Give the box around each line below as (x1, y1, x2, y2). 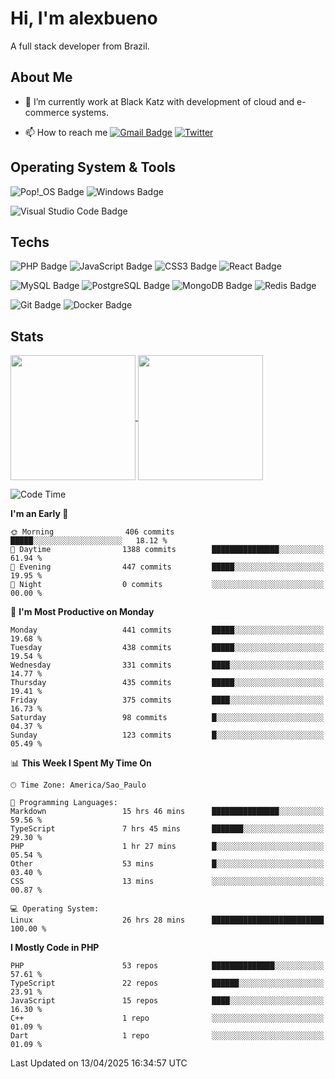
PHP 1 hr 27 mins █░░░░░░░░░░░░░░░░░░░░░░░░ (10, 842, 325, 852)
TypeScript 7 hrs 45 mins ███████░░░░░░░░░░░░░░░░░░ (10, 824, 325, 834)
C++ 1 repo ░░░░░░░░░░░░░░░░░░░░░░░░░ (10, 1013, 325, 1024)
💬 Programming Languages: (10, 798, 118, 808)
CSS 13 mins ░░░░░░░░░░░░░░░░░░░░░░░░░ (10, 877, 325, 887)
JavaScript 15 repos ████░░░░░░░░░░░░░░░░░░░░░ (10, 996, 325, 1006)
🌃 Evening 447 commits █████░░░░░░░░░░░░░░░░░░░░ (10, 562, 325, 572)
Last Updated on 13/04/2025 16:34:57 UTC (10, 1057, 188, 1069)
